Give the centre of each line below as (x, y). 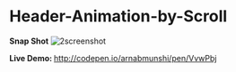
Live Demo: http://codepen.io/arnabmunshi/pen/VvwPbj (113, 58)
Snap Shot (29, 41)
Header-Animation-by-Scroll (118, 16)
